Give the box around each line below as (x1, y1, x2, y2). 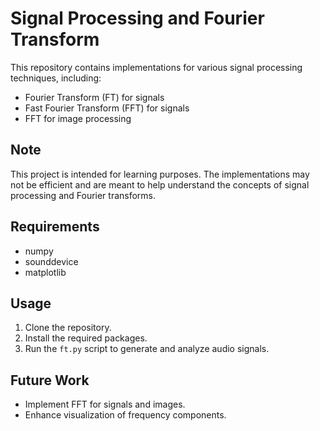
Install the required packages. (24, 332, 148, 344)
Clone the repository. (24, 322, 112, 334)
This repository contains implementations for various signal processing (10, 61, 303, 73)
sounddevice (24, 255, 79, 267)
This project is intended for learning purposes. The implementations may (10, 168, 310, 180)
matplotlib (24, 266, 67, 278)
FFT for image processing (24, 112, 132, 124)
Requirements (10, 218, 100, 236)
